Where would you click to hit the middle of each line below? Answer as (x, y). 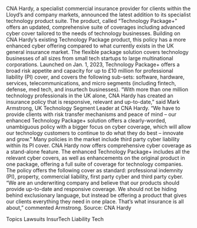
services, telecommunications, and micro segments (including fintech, (91, 83)
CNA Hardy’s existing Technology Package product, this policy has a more (96, 40)
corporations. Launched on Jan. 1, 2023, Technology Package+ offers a (93, 64)
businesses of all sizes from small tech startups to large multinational (90, 58)
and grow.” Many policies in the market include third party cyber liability (93, 139)
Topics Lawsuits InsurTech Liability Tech (55, 219)
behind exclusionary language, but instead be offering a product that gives (96, 195)
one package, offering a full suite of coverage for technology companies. (95, 164)
